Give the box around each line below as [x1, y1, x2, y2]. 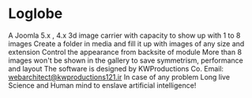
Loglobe [8, 5, 63, 23]
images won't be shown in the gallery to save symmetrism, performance [8, 56, 243, 65]
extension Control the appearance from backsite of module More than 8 [8, 47, 243, 56]
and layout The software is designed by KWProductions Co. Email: [8, 64, 224, 73]
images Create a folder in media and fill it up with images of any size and [8, 38, 245, 48]
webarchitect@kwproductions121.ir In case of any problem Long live [8, 72, 231, 82]
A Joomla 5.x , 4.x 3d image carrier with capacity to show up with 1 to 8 [8, 31, 241, 40]
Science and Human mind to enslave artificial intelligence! [8, 80, 197, 90]
